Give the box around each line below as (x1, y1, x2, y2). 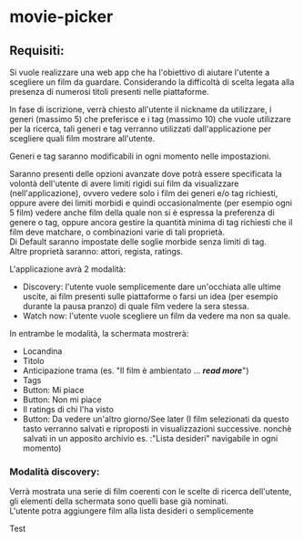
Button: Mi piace (22, 385, 85, 395)
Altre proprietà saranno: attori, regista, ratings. (9, 246, 184, 256)
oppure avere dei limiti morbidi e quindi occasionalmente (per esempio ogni (9, 198, 293, 208)
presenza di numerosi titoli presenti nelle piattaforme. (9, 87, 209, 97)
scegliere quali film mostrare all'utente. (9, 133, 156, 143)
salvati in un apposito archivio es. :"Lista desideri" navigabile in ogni (22, 433, 278, 443)
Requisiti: (9, 43, 65, 58)
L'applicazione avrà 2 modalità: (9, 264, 126, 275)
